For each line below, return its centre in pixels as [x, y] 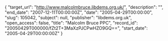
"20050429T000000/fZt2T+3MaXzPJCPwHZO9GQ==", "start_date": [76, 28]
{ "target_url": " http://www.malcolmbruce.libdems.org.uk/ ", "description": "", [84, 7]
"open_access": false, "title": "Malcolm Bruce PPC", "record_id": [71, 23]
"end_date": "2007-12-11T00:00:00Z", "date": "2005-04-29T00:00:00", [79, 12]
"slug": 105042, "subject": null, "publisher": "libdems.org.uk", [68, 18]
